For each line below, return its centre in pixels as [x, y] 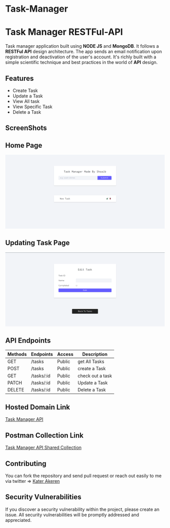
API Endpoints [28, 340]
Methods [17, 354]
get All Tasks [91, 361]
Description [95, 354]
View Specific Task [32, 107]
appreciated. [18, 520]
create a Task [92, 369]
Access [65, 354]
